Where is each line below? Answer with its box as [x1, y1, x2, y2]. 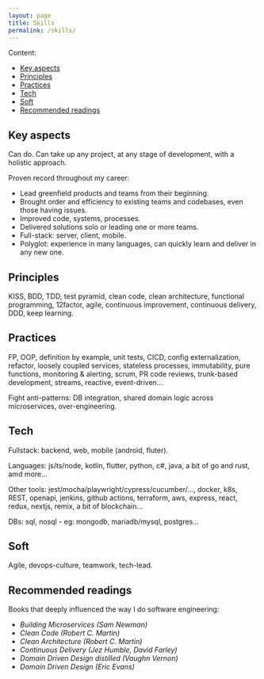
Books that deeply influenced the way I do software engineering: [8, 605, 220, 614]
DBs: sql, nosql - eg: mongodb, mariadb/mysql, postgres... [8, 517, 200, 526]
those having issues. [19, 205, 87, 215]
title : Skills [8, 19, 55, 27]
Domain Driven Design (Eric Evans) [19, 662, 135, 672]
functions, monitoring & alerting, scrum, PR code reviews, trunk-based [8, 369, 238, 379]
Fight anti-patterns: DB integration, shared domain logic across [8, 393, 214, 402]
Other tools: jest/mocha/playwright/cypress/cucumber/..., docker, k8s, [8, 484, 238, 494]
